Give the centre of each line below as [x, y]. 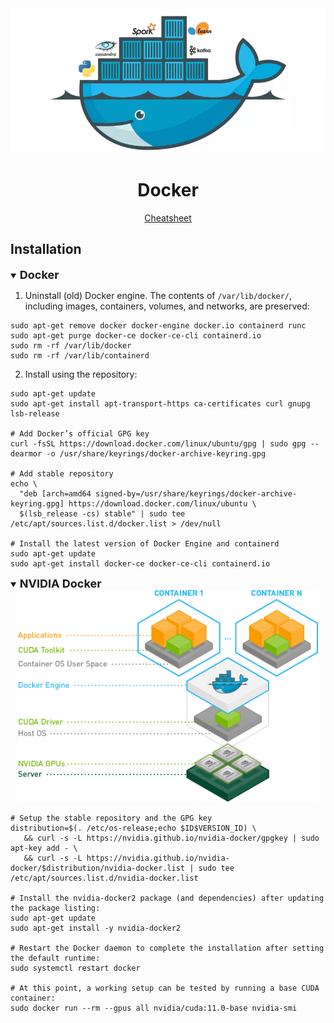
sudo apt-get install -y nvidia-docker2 [96, 928]
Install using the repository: [81, 374]
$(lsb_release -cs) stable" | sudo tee [102, 513]
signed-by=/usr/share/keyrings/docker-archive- [196, 493]
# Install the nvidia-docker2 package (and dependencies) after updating [167, 898]
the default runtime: [55, 958]
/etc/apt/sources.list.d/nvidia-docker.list [104, 878]
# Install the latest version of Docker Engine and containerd [145, 543]
